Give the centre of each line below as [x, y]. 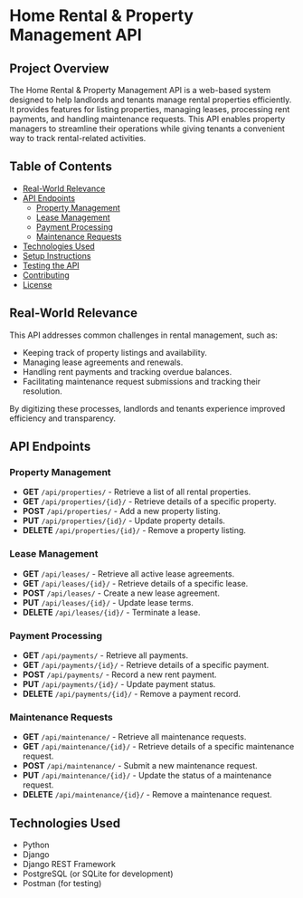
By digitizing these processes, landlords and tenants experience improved [147, 408]
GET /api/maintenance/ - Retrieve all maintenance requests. [134, 737]
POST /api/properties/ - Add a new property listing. [121, 511]
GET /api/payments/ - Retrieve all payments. [105, 655]
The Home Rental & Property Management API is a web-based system [140, 90]
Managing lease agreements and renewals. [103, 362]
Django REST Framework [69, 865]
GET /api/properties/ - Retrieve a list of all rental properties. [137, 492]
